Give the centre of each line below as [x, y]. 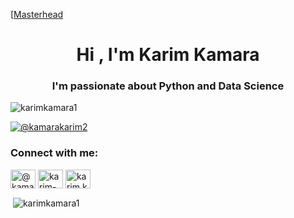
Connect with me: [54, 153]
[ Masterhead [37, 14]
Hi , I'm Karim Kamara [168, 55]
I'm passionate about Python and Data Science [168, 86]
